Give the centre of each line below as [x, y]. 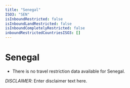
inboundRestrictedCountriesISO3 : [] [43, 33]
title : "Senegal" [23, 10]
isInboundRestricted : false [34, 19]
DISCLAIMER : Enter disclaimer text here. [46, 81]
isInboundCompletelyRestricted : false [45, 28]
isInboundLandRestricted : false [38, 24]
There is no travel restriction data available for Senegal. [68, 71]
